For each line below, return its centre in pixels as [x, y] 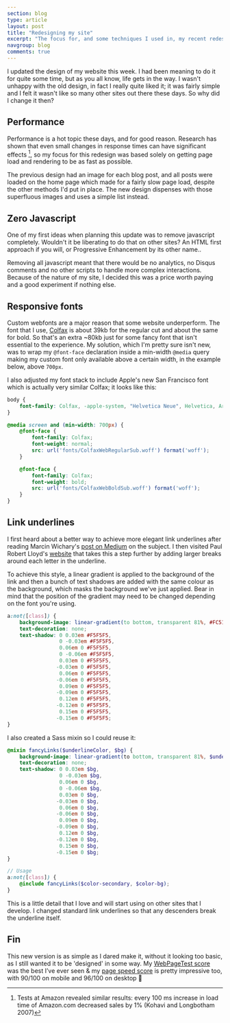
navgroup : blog [29, 45]
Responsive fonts [45, 306]
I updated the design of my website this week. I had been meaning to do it [111, 71]
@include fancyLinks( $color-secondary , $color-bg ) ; [94, 884]
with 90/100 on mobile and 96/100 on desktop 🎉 [75, 978]
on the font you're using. [42, 603]
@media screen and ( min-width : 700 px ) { [66, 425]
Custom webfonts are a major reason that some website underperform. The [114, 323]
